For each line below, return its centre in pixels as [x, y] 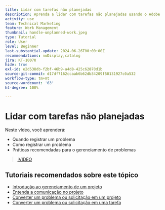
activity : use [20, 19]
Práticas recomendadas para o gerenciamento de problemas [74, 150]
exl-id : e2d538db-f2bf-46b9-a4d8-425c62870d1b [54, 70]
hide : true [16, 65]
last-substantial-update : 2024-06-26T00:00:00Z [55, 51]
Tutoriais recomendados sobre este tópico [72, 175]
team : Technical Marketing [33, 23]
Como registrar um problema [42, 145]
